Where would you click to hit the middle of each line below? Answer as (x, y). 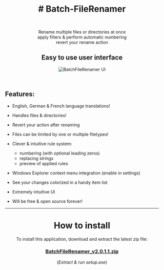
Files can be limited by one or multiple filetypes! (60, 134)
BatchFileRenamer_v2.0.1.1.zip (82, 251)
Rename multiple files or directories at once (82, 32)
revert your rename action (82, 42)
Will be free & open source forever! (47, 201)
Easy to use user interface (82, 58)
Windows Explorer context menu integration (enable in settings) (76, 173)
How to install (82, 225)
